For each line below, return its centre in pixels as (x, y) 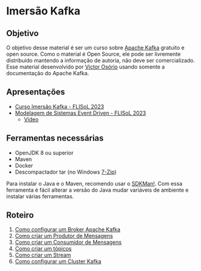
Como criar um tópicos (43, 249)
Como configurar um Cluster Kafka (58, 261)
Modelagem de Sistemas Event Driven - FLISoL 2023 (80, 113)
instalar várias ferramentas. (40, 196)
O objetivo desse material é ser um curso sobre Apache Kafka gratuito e (95, 47)
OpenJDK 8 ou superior (44, 153)
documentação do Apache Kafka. (48, 73)
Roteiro (20, 215)
